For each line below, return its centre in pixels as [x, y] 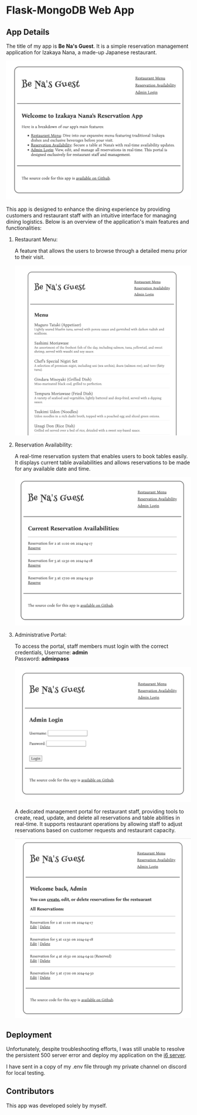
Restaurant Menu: [36, 239]
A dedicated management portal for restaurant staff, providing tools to [99, 811]
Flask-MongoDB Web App [70, 10]
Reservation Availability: [43, 445]
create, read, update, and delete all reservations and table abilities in [97, 818]
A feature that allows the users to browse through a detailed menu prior [101, 250]
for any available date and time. [52, 469]
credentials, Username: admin [51, 652]
